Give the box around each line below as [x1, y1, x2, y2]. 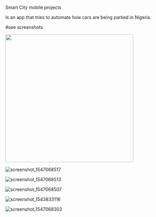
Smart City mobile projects [5, 5, 61, 10]
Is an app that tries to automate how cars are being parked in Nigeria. [5, 14, 152, 20]
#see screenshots [5, 24, 43, 30]
